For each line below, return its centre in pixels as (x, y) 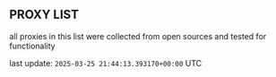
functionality (32, 46)
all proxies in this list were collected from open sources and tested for (138, 36)
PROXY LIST (44, 15)
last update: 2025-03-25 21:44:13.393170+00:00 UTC (106, 63)
